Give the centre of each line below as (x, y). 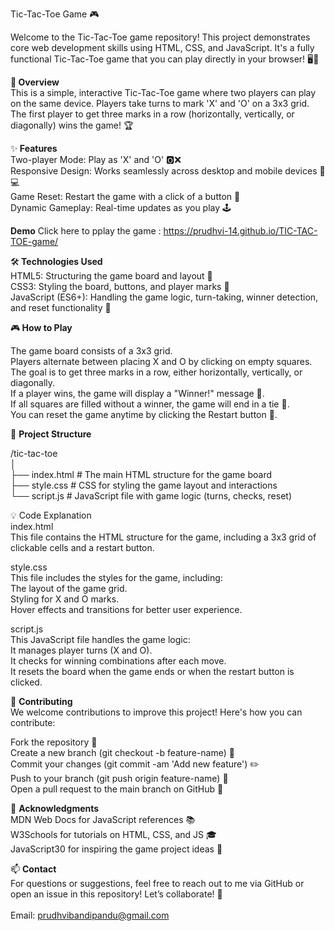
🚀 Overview (35, 82)
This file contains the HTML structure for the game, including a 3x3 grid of (163, 537)
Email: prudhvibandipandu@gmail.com (90, 915)
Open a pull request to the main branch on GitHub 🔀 (117, 789)
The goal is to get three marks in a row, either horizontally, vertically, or (156, 372)
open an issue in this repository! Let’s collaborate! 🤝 (116, 894)
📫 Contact (33, 869)
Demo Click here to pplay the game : (86, 231)
